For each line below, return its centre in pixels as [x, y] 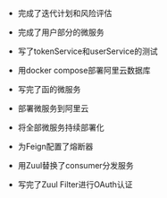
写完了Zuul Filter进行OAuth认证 [75, 185]
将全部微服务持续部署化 [61, 127]
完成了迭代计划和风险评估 [65, 13]
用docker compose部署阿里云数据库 [84, 70]
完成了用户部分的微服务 [61, 32]
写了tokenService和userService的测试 [88, 51]
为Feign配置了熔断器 [55, 146]
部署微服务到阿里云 [53, 108]
